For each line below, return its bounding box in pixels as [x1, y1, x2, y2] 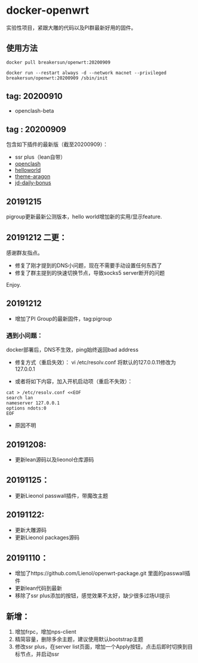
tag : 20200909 [6, 124, 67, 134]
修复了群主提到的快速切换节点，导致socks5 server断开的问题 [14, 269, 165, 276]
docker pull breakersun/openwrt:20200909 [6, 59, 111, 66]
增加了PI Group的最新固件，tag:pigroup [14, 315, 112, 322]
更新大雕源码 [14, 526, 47, 534]
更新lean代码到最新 [14, 585, 63, 592]
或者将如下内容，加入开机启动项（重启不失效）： [14, 378, 133, 385]
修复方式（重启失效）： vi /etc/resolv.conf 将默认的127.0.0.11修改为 [14, 359, 177, 366]
